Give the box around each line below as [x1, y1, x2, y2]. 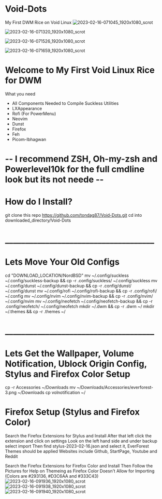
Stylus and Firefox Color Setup [5, 369, 131, 379]
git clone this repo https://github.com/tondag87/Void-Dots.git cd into [5, 212, 142, 218]
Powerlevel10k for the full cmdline [5, 164, 145, 175]
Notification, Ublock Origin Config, [5, 358, 147, 369]
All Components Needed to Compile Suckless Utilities [12, 100, 119, 106]
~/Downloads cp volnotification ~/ [17, 389, 86, 396]
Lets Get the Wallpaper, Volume [5, 348, 134, 359]
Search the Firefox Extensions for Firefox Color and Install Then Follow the [5, 463, 153, 469]
